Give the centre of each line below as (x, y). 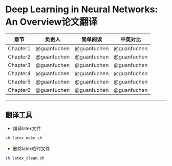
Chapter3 (19, 65)
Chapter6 (19, 90)
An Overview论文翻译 (51, 22)
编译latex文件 (27, 128)
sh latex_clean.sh (25, 158)
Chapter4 (19, 73)
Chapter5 (19, 81)
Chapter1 (19, 48)
